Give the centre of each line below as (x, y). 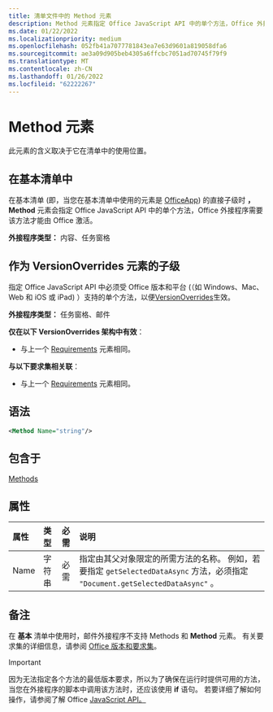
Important (25, 662)
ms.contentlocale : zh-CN (50, 69)
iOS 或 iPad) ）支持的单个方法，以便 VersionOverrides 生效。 (135, 297)
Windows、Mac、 (234, 287)
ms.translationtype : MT (49, 62)
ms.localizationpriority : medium (65, 39)
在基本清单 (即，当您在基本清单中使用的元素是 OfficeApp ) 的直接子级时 (127, 200)
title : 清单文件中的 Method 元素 (60, 16)
